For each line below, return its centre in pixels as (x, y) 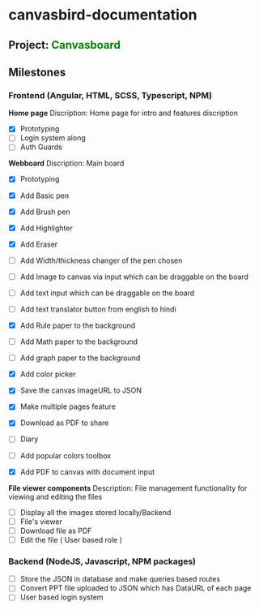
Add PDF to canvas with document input (87, 471)
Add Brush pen (45, 212)
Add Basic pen (45, 195)
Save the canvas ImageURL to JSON (81, 390)
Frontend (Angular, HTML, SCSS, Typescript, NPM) (110, 95)
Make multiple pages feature (68, 406)
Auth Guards (41, 147)
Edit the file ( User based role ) (71, 539)
